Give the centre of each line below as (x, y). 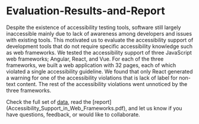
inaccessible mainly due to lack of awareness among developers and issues (99, 33)
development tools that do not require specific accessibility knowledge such (99, 46)
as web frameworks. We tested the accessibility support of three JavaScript (99, 52)
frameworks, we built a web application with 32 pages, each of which (91, 65)
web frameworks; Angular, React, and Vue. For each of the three (85, 59)
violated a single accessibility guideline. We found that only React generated (99, 71)
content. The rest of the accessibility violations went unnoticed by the (102, 84)
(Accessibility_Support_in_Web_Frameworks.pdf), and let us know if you (94, 108)
